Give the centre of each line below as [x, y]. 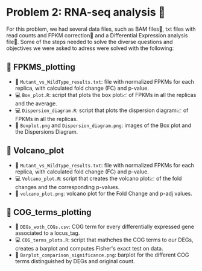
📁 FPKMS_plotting [41, 67]
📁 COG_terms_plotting [49, 212]
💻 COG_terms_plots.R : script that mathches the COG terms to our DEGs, [104, 240]
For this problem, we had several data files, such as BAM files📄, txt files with [101, 29]
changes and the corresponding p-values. [67, 187]
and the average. [36, 103]
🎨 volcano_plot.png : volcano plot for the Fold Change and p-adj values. [104, 193]
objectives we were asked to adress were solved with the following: [90, 48]
